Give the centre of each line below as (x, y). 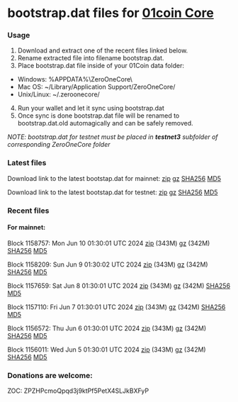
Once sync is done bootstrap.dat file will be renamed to (98, 116)
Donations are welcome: (50, 375)
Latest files (27, 163)
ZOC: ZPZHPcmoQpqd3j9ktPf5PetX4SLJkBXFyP (78, 391)
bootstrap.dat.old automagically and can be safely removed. (105, 123)
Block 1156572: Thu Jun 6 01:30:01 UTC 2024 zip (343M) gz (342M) (107, 328)
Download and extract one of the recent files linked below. (103, 50)
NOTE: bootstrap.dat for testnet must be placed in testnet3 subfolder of (113, 137)
